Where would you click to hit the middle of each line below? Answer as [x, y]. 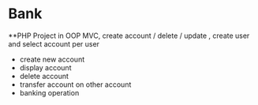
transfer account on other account [75, 84]
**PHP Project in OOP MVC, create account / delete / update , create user [129, 36]
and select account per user [54, 43]
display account [45, 67]
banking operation [49, 92]
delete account [44, 76]
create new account [52, 59]
